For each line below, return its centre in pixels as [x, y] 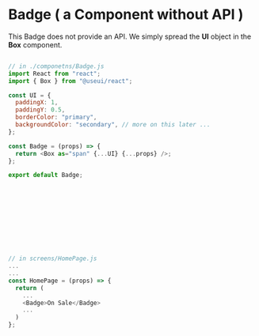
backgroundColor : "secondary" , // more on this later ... [113, 125]
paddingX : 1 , [37, 103]
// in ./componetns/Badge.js [56, 66]
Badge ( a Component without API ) [126, 15]
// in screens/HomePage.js [53, 259]
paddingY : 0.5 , [40, 110]
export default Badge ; [46, 176]
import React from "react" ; [55, 74]
